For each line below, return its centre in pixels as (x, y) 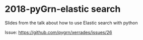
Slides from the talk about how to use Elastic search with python (71, 23)
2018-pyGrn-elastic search (63, 9)
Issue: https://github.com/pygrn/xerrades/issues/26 (58, 32)
